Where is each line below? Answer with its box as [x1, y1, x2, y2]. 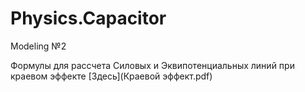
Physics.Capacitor [10, 7, 167, 30]
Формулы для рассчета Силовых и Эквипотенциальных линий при [10, 59, 295, 71]
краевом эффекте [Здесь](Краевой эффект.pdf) [10, 70, 213, 82]
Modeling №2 [10, 40, 67, 52]
